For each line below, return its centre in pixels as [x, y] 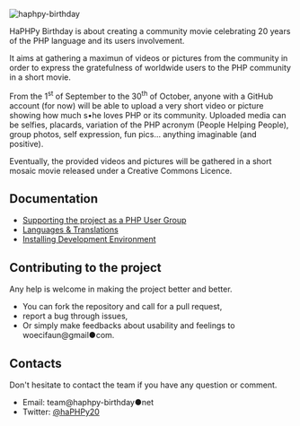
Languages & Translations [70, 230]
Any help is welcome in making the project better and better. [121, 289]
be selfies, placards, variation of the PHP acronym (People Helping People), [149, 125]
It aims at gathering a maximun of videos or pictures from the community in [149, 58]
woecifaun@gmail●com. [68, 335]
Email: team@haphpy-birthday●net [88, 403]
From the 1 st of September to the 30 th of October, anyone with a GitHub [141, 96]
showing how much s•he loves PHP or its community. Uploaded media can [148, 115]
